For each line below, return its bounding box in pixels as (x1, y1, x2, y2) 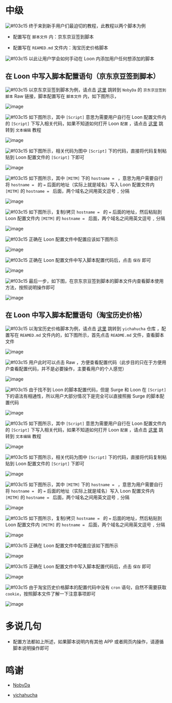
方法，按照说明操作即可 (5, 284, 55, 291)
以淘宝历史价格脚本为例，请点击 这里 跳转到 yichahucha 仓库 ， (29, 325, 162, 332)
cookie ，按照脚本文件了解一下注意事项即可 (5, 590, 96, 597)
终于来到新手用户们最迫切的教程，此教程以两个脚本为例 (29, 23, 146, 29)
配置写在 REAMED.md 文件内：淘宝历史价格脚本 (12, 44, 109, 50)
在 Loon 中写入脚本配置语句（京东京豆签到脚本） (5, 72, 160, 81)
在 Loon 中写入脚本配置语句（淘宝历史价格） (5, 311, 146, 319)
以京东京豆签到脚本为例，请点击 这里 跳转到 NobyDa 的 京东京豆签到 (29, 86, 166, 93)
